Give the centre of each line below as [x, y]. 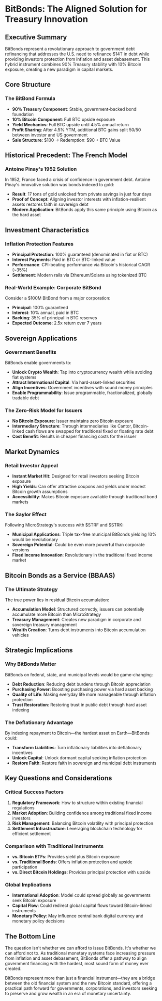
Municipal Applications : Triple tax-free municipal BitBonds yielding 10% [84, 534]
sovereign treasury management [44, 625]
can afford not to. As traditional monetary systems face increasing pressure [80, 953]
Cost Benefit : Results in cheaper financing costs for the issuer [74, 436]
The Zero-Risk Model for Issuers [44, 410]
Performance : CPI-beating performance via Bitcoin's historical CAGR [81, 265]
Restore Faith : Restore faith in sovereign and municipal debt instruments [84, 763]
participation [25, 867]
